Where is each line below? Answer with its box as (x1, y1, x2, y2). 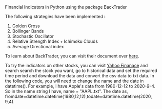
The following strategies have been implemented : (5, 14, 106, 19)
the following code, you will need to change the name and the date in (5, 78, 144, 84)
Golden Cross (12, 23, 40, 29)
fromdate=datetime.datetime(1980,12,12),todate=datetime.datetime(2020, (5, 93, 152, 99)
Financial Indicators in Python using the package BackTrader (5, 4, 127, 10)
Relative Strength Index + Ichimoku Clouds (12, 38, 98, 44)
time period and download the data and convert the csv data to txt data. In (5, 73, 155, 78)
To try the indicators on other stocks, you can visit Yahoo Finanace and (5, 63, 148, 68)
